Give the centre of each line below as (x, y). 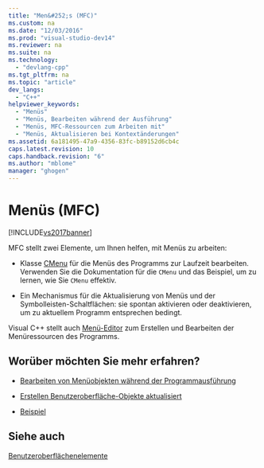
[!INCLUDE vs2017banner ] (50, 232)
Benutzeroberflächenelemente (58, 455)
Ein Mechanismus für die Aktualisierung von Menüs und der (118, 295)
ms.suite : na (30, 53)
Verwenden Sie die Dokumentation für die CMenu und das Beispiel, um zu (138, 271)
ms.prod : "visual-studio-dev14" (62, 38)
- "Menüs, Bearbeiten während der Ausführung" (94, 119)
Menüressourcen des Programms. (64, 336)
